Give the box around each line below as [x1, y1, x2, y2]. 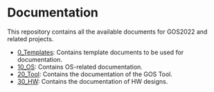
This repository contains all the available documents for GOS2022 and [7, 27, 208, 36]
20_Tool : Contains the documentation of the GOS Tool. [17, 70, 173, 78]
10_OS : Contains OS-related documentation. [17, 62, 143, 71]
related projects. [7, 34, 54, 43]
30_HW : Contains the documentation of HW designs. [17, 77, 168, 85]
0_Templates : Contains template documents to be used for [17, 48, 184, 56]
